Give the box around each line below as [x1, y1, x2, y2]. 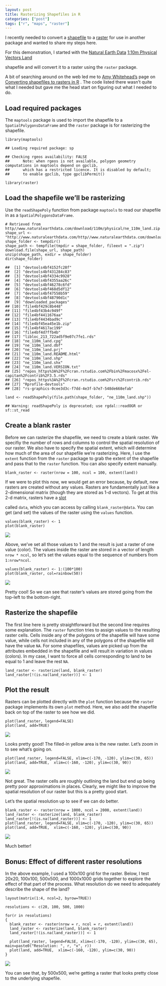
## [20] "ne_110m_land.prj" [5, 347, 63, 352]
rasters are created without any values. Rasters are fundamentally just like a [5, 484, 160, 490]
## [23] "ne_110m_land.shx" [5, 360, 63, 365]
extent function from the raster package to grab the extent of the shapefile [5, 455, 159, 461]
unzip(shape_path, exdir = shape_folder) [5, 252, 92, 257]
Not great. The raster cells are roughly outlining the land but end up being [5, 778, 155, 784]
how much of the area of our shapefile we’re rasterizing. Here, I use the [5, 450, 151, 456]
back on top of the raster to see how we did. [5, 709, 95, 715]
